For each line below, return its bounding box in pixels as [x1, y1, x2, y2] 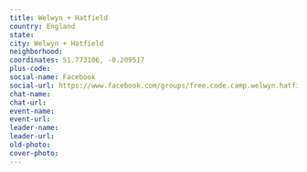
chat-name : [9, 89, 51, 98]
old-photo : [9, 140, 51, 149]
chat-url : [9, 97, 48, 107]
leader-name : [9, 124, 59, 133]
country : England [9, 22, 76, 31]
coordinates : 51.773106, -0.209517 [9, 56, 145, 65]
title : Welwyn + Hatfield [9, 13, 108, 23]
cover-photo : [9, 148, 59, 157]
